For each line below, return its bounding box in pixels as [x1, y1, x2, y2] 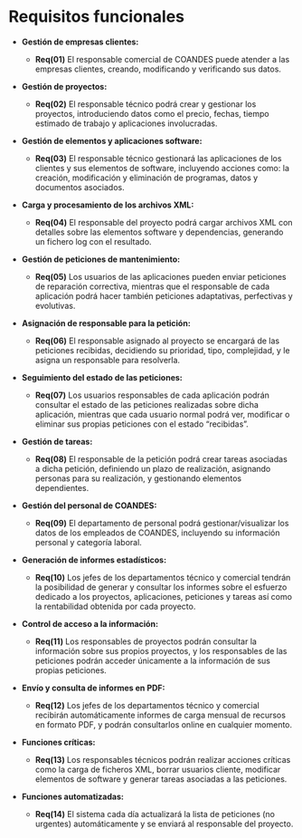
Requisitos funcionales [8, 6, 185, 27]
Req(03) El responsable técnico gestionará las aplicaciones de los [34, 152, 282, 164]
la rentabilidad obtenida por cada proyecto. [34, 601, 196, 612]
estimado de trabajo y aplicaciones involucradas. [34, 118, 218, 129]
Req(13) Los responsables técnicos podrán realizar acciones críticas [34, 754, 291, 765]
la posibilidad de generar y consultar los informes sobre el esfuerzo [34, 582, 288, 592]
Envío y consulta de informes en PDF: [21, 682, 165, 693]
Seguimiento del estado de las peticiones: [21, 371, 183, 382]
